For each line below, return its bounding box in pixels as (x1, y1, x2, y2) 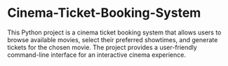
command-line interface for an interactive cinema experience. (7, 51, 186, 59)
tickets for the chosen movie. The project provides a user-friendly (7, 43, 198, 51)
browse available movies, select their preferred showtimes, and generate (7, 35, 218, 44)
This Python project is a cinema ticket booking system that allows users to (7, 28, 222, 37)
